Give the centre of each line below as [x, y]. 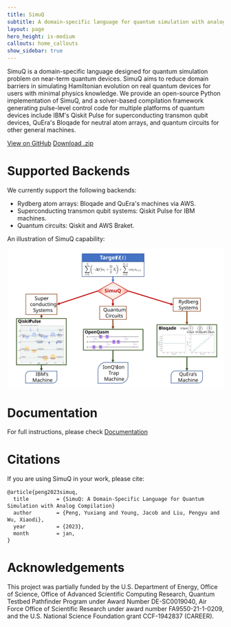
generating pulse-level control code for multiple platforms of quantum [106, 108]
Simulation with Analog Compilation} [61, 506]
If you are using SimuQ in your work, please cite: [76, 479]
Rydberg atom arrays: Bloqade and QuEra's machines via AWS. [106, 203]
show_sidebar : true [35, 51]
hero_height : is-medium [41, 37]
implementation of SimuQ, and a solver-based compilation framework [106, 101]
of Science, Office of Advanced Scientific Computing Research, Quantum [111, 594]
